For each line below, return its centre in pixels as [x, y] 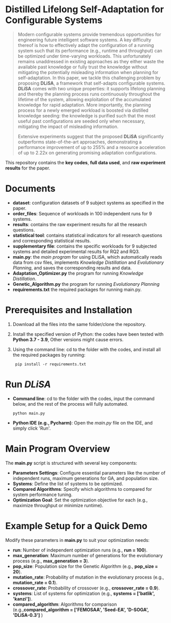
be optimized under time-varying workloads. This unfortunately [84, 56]
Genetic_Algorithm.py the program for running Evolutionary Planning [86, 284]
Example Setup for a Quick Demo [76, 526]
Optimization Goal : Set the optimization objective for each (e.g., [80, 500]
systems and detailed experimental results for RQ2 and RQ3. [76, 252]
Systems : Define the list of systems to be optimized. [68, 484]
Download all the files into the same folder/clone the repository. [79, 324]
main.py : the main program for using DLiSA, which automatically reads [87, 257]
